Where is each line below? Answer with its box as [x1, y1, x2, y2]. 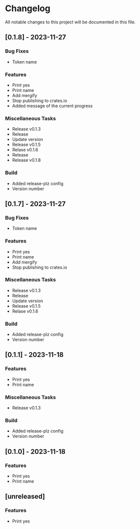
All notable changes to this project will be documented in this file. [5, 19, 136, 25]
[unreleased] [5, 492, 45, 501]
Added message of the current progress [12, 103, 93, 109]
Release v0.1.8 [12, 157, 41, 163]
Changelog [5, 3, 51, 14]
